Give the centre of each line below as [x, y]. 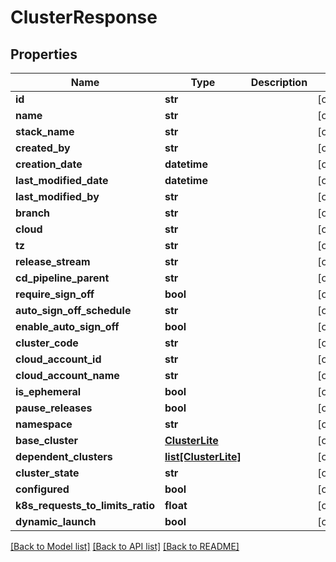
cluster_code [47, 343]
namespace [44, 424]
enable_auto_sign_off [67, 326]
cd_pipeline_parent [62, 278]
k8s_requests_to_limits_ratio [85, 505]
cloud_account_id [58, 359]
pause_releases [54, 408]
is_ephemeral [48, 391]
